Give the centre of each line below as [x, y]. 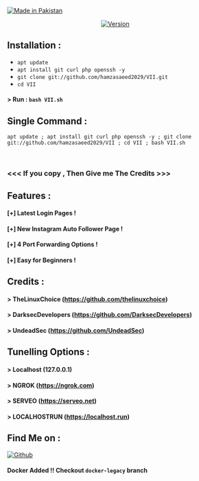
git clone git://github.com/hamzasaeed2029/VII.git [92, 77]
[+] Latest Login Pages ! [42, 213]
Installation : [34, 46]
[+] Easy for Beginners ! [42, 260]
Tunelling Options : [49, 352]
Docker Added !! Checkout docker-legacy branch [77, 471]
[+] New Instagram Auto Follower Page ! [65, 228]
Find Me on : [34, 438]
